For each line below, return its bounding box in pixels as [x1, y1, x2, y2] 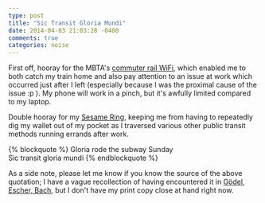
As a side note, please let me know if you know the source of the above [8, 169, 243, 178]
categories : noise [8, 41, 69, 49]
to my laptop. [8, 97, 52, 107]
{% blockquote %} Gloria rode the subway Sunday [8, 145, 173, 154]
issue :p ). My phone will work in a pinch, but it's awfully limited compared [8, 88, 251, 98]
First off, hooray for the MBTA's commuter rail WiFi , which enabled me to [8, 63, 247, 72]
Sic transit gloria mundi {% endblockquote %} [8, 153, 159, 163]
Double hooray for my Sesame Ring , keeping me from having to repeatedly [8, 112, 253, 122]
